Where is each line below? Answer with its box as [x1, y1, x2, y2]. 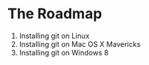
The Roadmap [7, 5, 103, 23]
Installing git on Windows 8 [18, 48, 109, 57]
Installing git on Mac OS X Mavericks [18, 39, 141, 48]
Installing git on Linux [18, 31, 90, 40]
